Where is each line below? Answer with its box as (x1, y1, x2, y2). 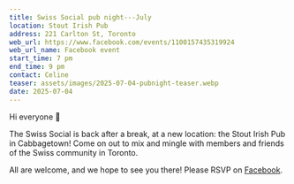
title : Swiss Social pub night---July (9, 12, 152, 22)
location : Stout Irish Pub (9, 21, 109, 30)
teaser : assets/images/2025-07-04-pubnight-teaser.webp (9, 79, 219, 88)
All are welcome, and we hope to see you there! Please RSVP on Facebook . (9, 165, 283, 175)
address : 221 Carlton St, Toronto (9, 29, 137, 38)
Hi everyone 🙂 (9, 111, 61, 122)
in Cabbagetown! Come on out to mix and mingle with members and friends (9, 138, 284, 149)
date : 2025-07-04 (9, 87, 73, 96)
